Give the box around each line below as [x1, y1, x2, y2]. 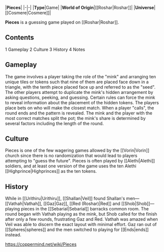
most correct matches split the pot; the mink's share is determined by [5, 115, 146, 121]
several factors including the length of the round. [5, 120, 104, 126]
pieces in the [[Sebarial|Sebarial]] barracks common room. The [21, 206, 149, 212]
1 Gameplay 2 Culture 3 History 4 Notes [5, 46, 85, 52]
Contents [5, 33, 34, 42]
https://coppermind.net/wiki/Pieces [5, 241, 77, 247]
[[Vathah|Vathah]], [5, 201, 43, 206]
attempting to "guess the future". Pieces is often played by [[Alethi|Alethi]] [5, 158, 155, 164]
